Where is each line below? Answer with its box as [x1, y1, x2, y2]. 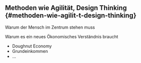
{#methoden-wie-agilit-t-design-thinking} [5, 12, 137, 20]
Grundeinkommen [12, 48, 48, 54]
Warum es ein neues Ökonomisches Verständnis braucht [5, 33, 119, 39]
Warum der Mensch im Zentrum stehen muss [5, 24, 95, 30]
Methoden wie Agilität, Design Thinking [5, 4, 127, 12]
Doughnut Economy [12, 43, 52, 49]
